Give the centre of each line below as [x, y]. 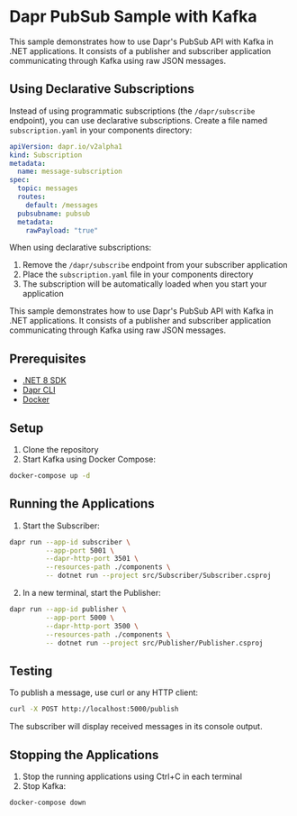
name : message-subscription [70, 172]
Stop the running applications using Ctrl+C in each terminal [132, 776]
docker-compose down [48, 802]
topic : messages [48, 188]
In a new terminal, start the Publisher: [91, 593]
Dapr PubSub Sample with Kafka [133, 17]
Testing [31, 670]
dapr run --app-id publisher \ [68, 610]
